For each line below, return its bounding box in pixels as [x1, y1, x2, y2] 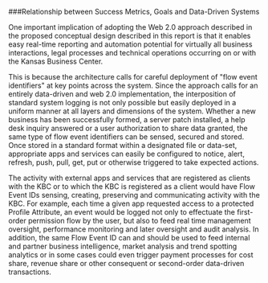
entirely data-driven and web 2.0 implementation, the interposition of [8, 89, 237, 99]
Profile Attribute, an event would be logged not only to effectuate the [8, 207, 235, 216]
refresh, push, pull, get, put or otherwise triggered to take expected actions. [8, 158, 259, 167]
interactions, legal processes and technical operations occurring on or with [8, 48, 257, 57]
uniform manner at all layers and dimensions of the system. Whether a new [8, 106, 257, 116]
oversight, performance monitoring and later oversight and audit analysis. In [8, 224, 259, 234]
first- [236, 207, 254, 216]
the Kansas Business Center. [8, 56, 104, 66]
